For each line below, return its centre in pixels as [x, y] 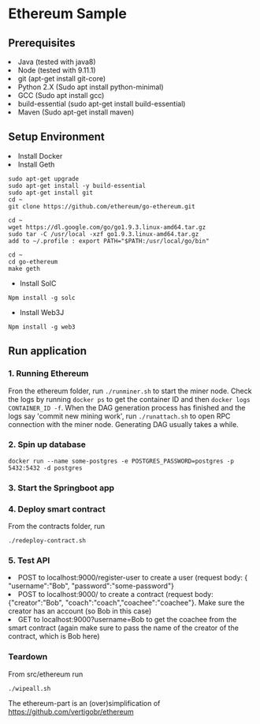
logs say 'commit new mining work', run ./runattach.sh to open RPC [119, 416]
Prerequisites [42, 43]
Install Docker [41, 156]
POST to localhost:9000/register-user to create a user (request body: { [133, 578]
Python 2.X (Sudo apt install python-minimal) [91, 87]
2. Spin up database [47, 445]
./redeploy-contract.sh [47, 541]
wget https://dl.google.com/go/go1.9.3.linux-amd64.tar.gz [107, 227]
